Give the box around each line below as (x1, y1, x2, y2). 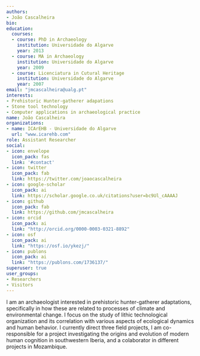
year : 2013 (17, 48, 44, 54)
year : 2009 (17, 64, 44, 71)
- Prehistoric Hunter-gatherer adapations (6, 98, 114, 104)
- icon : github (6, 198, 44, 204)
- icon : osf (6, 231, 36, 237)
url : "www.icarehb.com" (11, 131, 71, 138)
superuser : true (6, 265, 47, 271)
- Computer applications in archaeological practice (6, 109, 141, 115)
